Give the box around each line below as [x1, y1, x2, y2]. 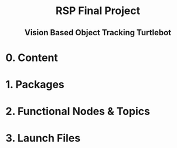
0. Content [5, 51, 58, 64]
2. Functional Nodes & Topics [5, 105, 151, 118]
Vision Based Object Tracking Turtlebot [24, 28, 172, 38]
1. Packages [5, 78, 65, 91]
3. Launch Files [5, 132, 81, 145]
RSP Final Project [55, 4, 141, 18]
